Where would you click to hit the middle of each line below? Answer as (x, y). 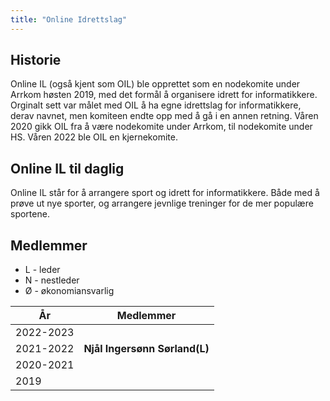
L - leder (42, 270)
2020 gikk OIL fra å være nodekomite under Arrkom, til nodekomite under (161, 127)
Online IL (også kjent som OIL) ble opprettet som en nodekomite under (155, 84)
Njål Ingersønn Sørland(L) (146, 349)
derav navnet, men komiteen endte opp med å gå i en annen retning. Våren (164, 116)
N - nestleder (52, 280)
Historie (36, 60)
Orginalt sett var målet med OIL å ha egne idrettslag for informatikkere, (156, 105)
